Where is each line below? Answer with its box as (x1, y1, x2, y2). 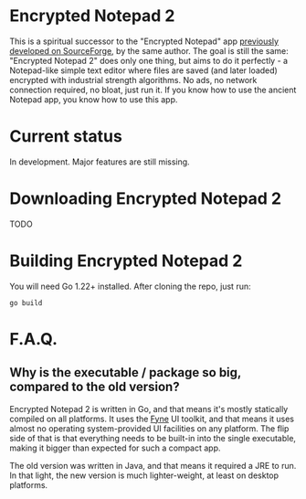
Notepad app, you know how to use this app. (9, 93, 178, 105)
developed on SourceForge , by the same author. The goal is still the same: (9, 45, 290, 56)
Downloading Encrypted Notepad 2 (9, 188, 281, 209)
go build (9, 298, 43, 307)
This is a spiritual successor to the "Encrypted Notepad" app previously (9, 36, 280, 47)
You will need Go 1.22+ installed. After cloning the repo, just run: (9, 281, 251, 292)
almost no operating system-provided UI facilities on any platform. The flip (9, 422, 290, 434)
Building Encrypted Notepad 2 (9, 250, 243, 271)
